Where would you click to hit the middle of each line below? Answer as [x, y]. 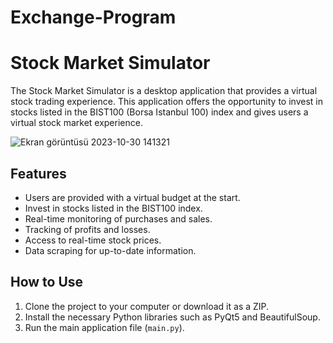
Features [38, 173]
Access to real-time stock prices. [93, 240]
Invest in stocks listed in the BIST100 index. [113, 208]
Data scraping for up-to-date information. [110, 250]
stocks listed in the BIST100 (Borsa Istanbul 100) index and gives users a [159, 112]
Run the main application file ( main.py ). [104, 327]
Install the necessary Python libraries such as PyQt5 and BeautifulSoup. [172, 317]
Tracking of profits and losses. [87, 229]
